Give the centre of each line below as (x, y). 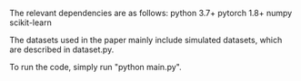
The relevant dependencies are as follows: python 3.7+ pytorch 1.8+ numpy (151, 13)
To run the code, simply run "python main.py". (95, 67)
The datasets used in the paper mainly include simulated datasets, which (146, 40)
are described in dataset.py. (62, 49)
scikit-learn (30, 22)
